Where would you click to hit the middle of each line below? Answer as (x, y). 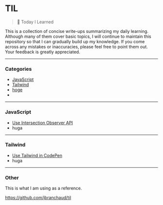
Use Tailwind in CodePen (37, 155)
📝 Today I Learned (35, 22)
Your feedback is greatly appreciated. (43, 52)
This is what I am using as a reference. (44, 188)
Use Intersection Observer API (42, 123)
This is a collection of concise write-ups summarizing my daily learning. (77, 31)
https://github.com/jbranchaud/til (38, 198)
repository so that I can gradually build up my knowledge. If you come (75, 41)
